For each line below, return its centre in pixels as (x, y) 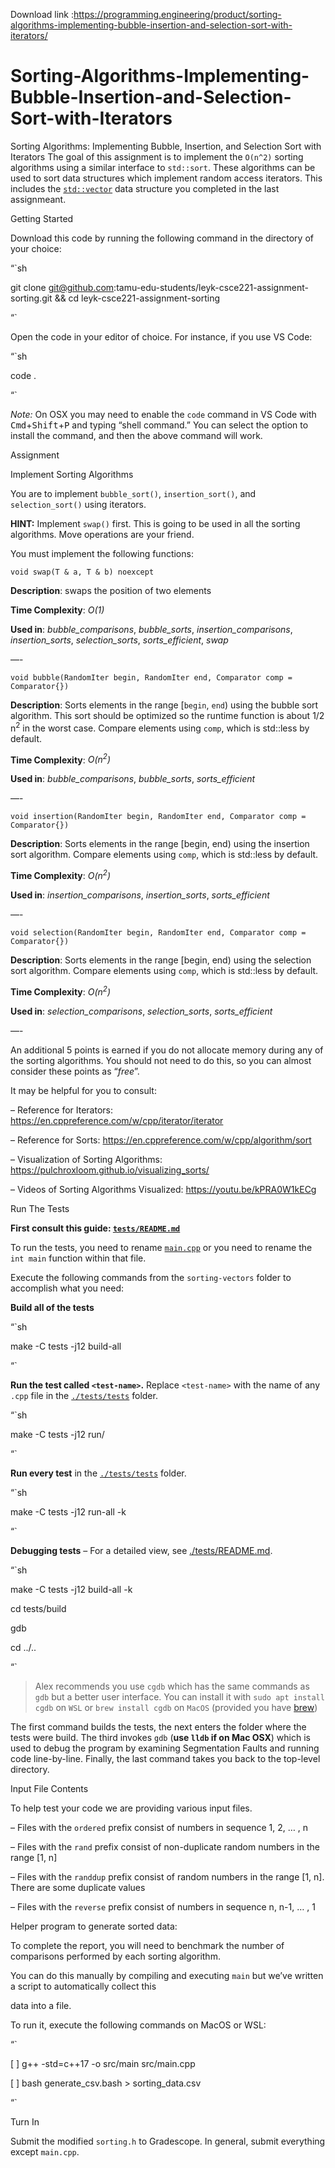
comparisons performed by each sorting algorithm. (115, 1956)
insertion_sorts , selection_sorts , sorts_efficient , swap (119, 640)
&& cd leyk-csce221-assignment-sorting (137, 298)
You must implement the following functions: (102, 553)
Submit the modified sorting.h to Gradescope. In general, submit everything (168, 2141)
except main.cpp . (45, 2151)
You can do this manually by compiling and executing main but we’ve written (167, 1975)
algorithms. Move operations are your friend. (102, 534)
